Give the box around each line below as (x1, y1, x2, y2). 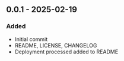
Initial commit (14, 35, 48, 43)
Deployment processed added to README (14, 48, 119, 55)
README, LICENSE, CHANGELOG (14, 42, 97, 49)
